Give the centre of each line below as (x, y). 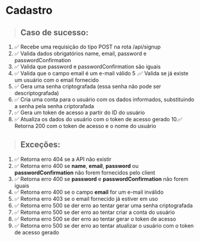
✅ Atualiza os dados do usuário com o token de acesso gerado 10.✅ (99, 119)
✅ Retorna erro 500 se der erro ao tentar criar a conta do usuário (94, 212)
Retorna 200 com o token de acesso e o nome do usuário (85, 126)
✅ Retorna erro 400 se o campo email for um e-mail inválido (89, 192)
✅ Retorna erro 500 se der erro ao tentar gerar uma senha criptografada (103, 205)
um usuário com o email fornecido (57, 80)
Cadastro (29, 10)
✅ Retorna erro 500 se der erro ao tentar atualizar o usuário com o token (104, 225)
